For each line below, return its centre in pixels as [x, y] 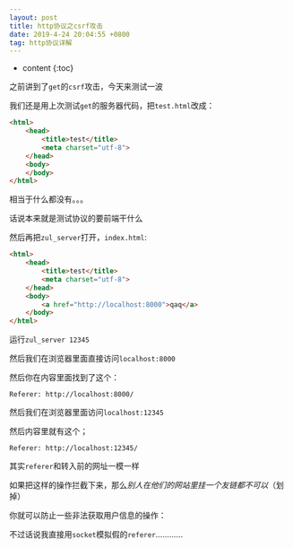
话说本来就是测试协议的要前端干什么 [76, 218]
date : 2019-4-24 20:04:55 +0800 [69, 34]
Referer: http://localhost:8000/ [72, 395]
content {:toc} [48, 68]
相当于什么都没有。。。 [48, 199]
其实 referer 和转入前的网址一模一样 [75, 466]
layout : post [34, 17]
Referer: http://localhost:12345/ [74, 448]
